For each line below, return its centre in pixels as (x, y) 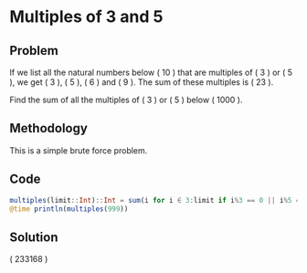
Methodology (49, 128)
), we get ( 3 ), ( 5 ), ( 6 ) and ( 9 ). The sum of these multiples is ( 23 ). (142, 82)
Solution (34, 237)
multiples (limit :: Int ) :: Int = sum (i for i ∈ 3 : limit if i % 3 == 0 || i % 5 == (157, 200)
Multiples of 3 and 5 (86, 17)
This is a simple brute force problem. (79, 150)
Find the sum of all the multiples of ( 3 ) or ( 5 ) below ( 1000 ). (126, 100)
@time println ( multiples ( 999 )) (69, 209)
